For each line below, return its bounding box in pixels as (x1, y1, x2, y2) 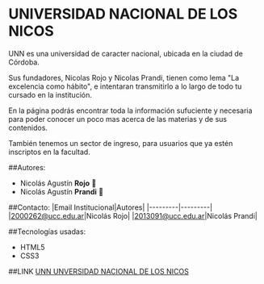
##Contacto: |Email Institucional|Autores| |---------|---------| (8, 203, 212, 212)
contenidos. (8, 123, 48, 132)
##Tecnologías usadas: (8, 227, 86, 236)
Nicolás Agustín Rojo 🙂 (19, 178, 97, 188)
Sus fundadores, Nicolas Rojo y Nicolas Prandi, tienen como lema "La (8, 73, 240, 82)
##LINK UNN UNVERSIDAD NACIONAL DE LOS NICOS (8, 266, 190, 276)
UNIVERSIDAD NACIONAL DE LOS (8, 5, 238, 23)
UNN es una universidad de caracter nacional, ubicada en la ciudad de (8, 48, 244, 58)
